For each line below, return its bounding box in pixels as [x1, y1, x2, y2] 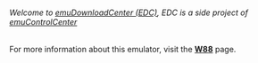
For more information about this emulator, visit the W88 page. [9, 44, 237, 55]
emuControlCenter [9, 16, 78, 27]
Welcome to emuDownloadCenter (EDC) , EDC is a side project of [9, 7, 248, 18]
